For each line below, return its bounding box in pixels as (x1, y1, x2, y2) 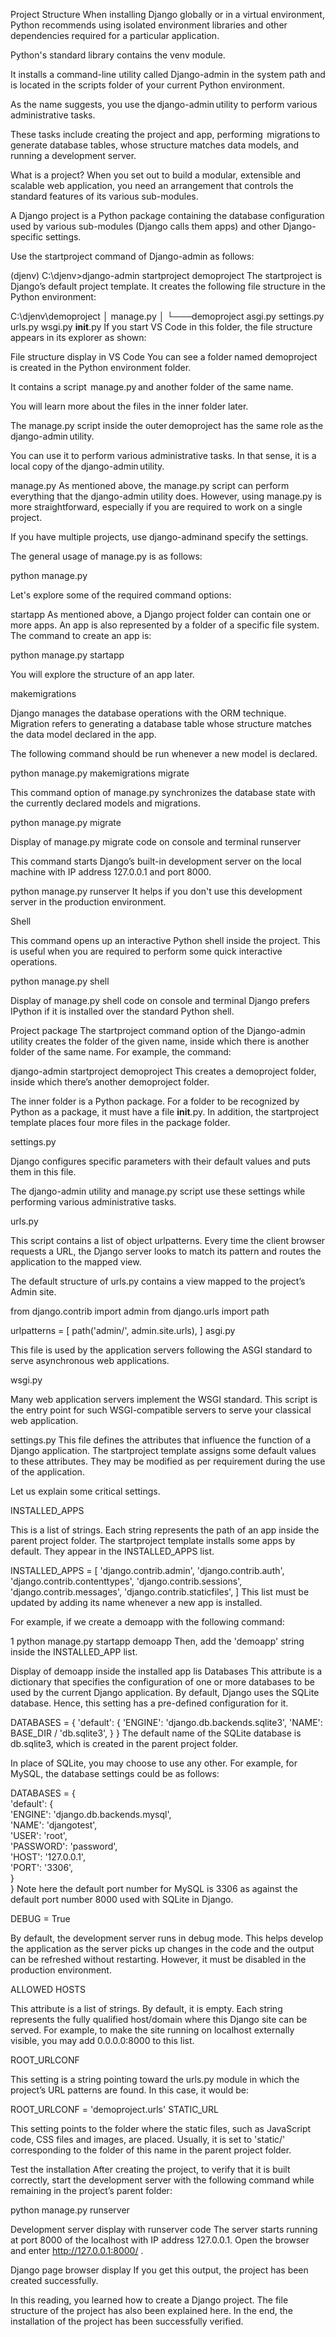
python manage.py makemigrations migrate (10, 767, 190, 779)
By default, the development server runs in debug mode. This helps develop (10, 1932, 324, 1944)
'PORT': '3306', (10, 1862, 74, 1873)
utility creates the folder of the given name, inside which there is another (10, 1035, 310, 1047)
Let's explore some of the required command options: (10, 589, 232, 601)
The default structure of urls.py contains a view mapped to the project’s (10, 1275, 306, 1287)
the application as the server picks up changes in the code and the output (10, 1943, 315, 1954)
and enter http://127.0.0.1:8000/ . (10, 2245, 144, 2256)
